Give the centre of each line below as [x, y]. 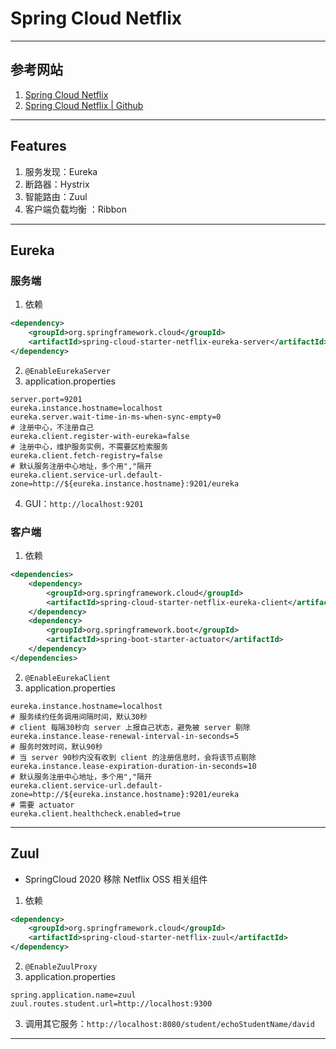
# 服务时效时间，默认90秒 [56, 747]
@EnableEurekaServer [67, 371]
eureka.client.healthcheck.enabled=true [96, 813]
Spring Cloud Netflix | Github [84, 105]
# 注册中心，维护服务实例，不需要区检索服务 [89, 447]
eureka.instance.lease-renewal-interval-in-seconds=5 [125, 736]
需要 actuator [47, 805]
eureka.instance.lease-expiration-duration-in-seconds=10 [133, 766]
